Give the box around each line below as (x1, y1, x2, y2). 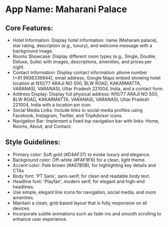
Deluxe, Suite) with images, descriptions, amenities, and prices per (12, 59, 152, 64)
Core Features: (5, 24, 53, 32)
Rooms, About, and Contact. (12, 123, 72, 129)
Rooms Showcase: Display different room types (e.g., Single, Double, (12, 53, 157, 59)
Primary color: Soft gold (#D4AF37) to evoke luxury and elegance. (12, 151, 151, 158)
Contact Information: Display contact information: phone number (12, 69, 148, 75)
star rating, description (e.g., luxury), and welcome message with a (12, 43, 153, 49)
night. (12, 64, 25, 70)
